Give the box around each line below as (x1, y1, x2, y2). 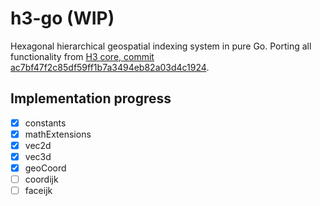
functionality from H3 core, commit (10, 50, 155, 62)
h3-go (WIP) (10, 7, 115, 30)
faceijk (24, 185, 53, 197)
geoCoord (24, 162, 67, 174)
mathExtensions (24, 128, 92, 140)
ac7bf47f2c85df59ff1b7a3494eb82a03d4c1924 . (10, 61, 210, 73)
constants (24, 117, 67, 129)
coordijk (24, 173, 59, 186)
